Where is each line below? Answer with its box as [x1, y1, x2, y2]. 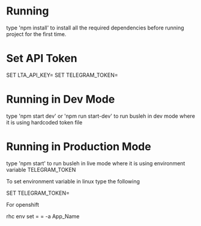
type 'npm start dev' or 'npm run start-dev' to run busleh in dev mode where [6, 112, 196, 120]
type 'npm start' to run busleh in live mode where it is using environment [6, 159, 185, 166]
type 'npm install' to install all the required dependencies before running [6, 24, 184, 31]
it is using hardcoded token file [6, 118, 83, 126]
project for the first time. [6, 30, 67, 37]
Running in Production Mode [6, 140, 151, 153]
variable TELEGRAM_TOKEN [6, 166, 76, 173]
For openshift [6, 201, 40, 208]
